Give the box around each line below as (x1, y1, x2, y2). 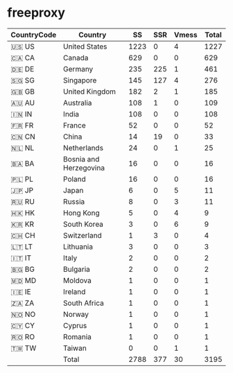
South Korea (63, 219, 104, 229)
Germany (63, 64, 94, 73)
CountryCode (10, 30, 57, 40)
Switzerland (63, 230, 102, 240)
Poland (63, 174, 86, 184)
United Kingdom (63, 87, 116, 96)
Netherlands (63, 143, 104, 153)
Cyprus (63, 320, 87, 330)
